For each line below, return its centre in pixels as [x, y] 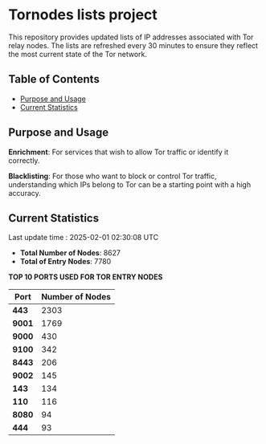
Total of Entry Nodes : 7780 [65, 262]
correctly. [24, 160]
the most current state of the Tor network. [78, 54]
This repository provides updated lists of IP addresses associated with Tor [131, 37]
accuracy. [25, 193]
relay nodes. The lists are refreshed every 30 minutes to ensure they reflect [133, 45]
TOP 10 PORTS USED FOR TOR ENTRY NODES [86, 277]
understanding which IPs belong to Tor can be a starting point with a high [130, 184]
